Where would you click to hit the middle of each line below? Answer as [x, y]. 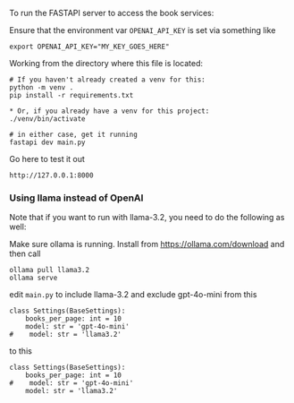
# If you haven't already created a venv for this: [107, 80]
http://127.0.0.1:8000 [51, 176]
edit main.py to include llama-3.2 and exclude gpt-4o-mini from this [133, 295]
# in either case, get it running [74, 134]
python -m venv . [42, 88]
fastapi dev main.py [48, 142]
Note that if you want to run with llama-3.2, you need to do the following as [147, 218]
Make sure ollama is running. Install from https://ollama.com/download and [147, 244]
